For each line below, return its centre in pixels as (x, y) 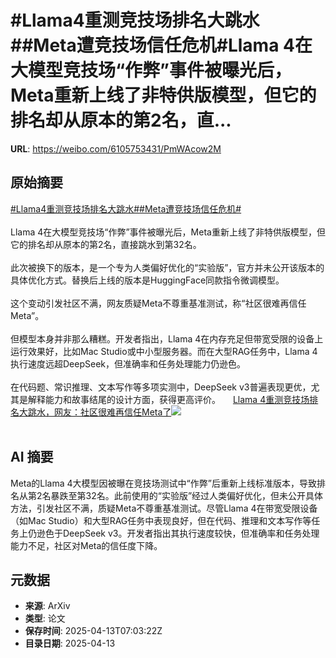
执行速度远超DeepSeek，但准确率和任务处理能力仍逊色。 (128, 363)
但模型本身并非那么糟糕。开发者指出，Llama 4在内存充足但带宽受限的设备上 (167, 338)
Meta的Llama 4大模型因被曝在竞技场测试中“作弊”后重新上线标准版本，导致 (163, 483)
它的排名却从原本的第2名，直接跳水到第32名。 (106, 244)
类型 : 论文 (45, 618)
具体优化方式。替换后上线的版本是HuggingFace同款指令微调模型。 (147, 280)
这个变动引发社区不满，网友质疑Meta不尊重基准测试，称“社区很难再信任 (158, 303)
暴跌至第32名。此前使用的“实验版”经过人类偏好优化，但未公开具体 (187, 495)
